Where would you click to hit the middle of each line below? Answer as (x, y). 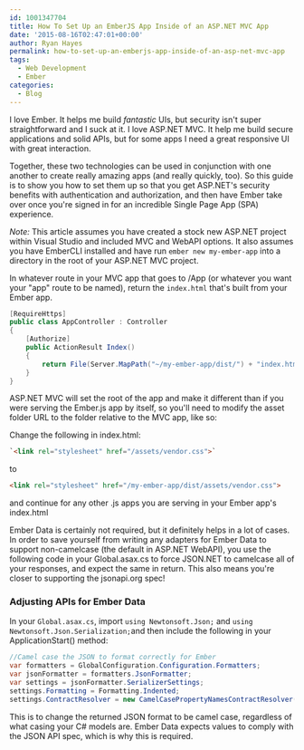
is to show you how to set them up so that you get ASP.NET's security (140, 185)
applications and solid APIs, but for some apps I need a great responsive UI (149, 139)
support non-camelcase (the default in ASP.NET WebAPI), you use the (140, 550)
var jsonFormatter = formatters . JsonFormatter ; (101, 674)
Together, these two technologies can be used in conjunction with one (140, 166)
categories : (32, 85)
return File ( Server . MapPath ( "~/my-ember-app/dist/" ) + (147, 364)
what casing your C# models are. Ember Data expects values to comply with (152, 726)
